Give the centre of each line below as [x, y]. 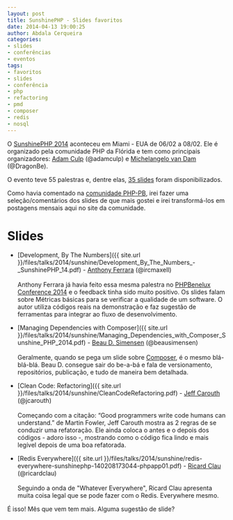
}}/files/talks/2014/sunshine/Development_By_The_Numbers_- [106, 263]
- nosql [18, 124]
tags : [15, 66]
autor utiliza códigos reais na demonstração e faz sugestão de [107, 307]
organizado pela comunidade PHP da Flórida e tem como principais [104, 151]
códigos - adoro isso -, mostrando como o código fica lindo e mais [113, 438]
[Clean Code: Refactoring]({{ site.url [69, 386]
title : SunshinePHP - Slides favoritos [65, 20]
